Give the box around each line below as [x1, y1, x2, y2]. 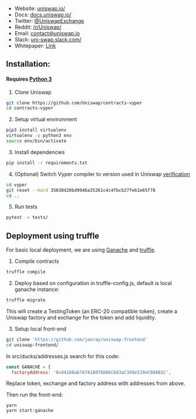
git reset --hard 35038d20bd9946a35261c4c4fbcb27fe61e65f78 [6, 187, 156, 193]
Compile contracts [14, 257, 60, 265]
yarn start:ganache [6, 408, 54, 414]
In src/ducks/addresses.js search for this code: [6, 352, 120, 359]
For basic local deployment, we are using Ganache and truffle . [6, 246, 156, 253]
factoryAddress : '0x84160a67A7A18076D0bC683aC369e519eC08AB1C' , [11, 369, 171, 375]
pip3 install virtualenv [6, 127, 67, 133]
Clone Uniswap [14, 88, 51, 95]
